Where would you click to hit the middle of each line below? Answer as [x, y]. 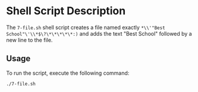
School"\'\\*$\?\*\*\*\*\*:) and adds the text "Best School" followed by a [99, 33]
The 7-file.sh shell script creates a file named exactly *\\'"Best [86, 27]
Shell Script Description [66, 11]
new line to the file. [29, 40]
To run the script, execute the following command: [68, 73]
